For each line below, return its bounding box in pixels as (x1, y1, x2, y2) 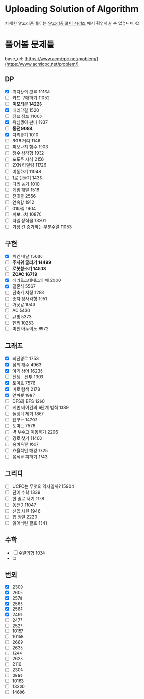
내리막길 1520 (12, 107, 39, 113)
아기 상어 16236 (12, 368, 43, 373)
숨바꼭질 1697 (12, 442, 39, 447)
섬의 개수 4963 (12, 361, 41, 368)
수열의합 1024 (18, 550, 45, 556)
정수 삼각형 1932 (12, 150, 44, 156)
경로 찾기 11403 (12, 435, 42, 441)
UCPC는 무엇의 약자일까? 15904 (12, 483, 75, 489)
